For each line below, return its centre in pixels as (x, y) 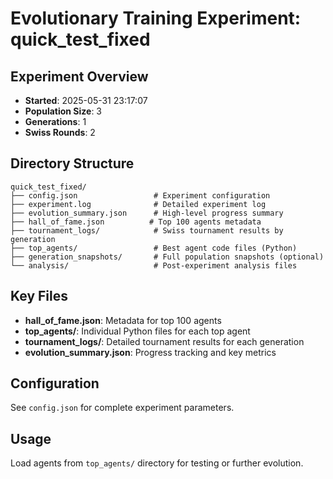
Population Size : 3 (63, 111)
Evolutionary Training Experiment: (156, 18)
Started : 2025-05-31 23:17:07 (86, 100)
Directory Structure (72, 163)
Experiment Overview (79, 76)
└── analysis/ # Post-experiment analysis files (154, 265)
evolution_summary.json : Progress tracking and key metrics (150, 352)
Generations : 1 (55, 121)
